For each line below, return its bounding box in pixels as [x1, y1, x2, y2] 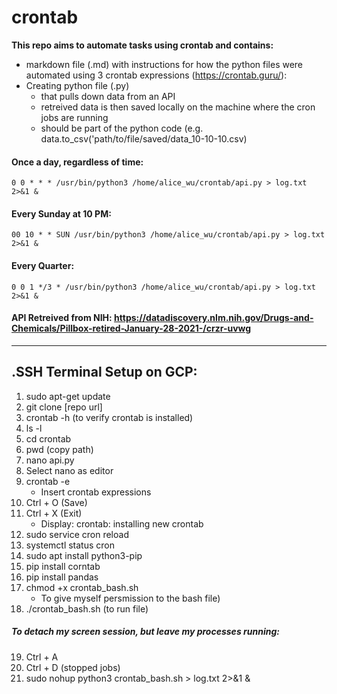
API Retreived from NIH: [11, 312, 113, 324]
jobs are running [40, 111, 109, 123]
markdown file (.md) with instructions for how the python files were [25, 58, 304, 70]
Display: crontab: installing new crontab [40, 517, 204, 530]
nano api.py [25, 454, 75, 466]
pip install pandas [25, 571, 99, 583]
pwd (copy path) [25, 443, 94, 455]
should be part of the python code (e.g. [40, 122, 204, 134]
